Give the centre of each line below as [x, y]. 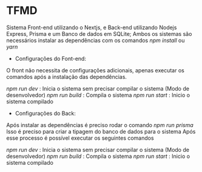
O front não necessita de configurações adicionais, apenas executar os [96, 70]
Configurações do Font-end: [51, 58]
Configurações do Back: [45, 113]
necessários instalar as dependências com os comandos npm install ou [96, 40]
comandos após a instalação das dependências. [67, 77]
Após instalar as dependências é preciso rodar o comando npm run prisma [100, 125]
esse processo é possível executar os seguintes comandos [80, 138]
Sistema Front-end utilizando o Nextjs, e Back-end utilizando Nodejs [92, 27]
